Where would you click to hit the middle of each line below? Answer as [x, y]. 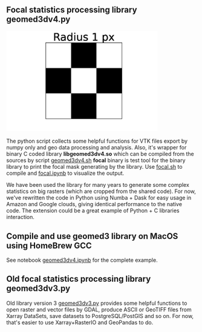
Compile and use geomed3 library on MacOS [92, 236]
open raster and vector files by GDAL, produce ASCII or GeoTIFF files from [99, 309]
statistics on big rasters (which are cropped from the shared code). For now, [101, 191]
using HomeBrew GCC [49, 245]
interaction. [21, 217]
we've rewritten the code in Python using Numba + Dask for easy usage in [99, 198]
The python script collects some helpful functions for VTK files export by [97, 141]
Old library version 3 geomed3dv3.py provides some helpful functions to [97, 303]
